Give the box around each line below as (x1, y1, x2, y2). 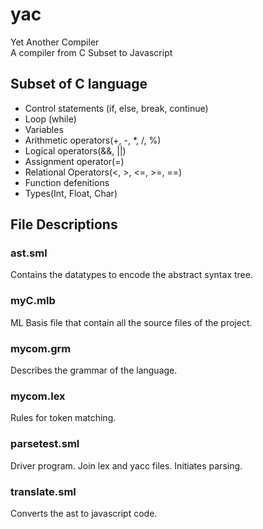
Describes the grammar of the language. (10, 364, 178, 377)
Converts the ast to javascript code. (10, 507, 158, 519)
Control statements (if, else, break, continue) (24, 102, 209, 114)
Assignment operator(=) (24, 155, 125, 167)
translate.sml (10, 484, 77, 498)
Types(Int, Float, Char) (24, 187, 118, 199)
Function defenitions (24, 176, 110, 188)
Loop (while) (24, 113, 77, 125)
